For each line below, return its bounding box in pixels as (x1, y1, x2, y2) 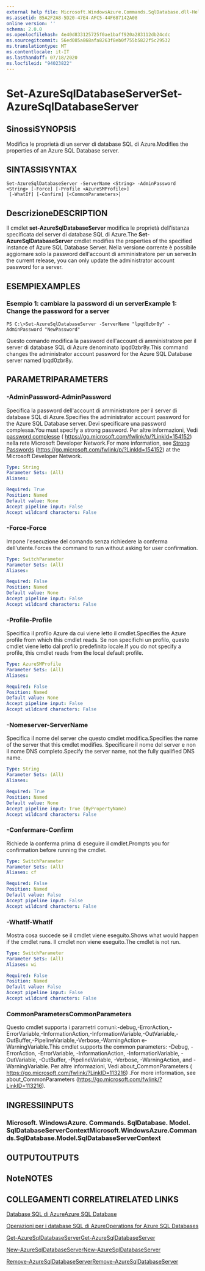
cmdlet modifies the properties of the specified (74, 237, 192, 245)
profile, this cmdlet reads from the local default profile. (6, 649, 143, 657)
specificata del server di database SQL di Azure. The (6, 231, 137, 238)
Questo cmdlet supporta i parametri (6, 1024, 96, 1031)
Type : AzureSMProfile (6, 661, 62, 668)
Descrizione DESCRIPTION (6, 208, 108, 218)
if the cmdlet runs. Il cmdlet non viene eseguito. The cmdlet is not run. (6, 938, 181, 945)
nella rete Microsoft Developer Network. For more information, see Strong (6, 439, 190, 447)
